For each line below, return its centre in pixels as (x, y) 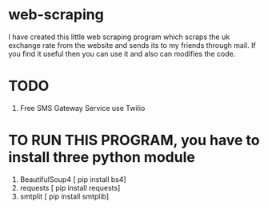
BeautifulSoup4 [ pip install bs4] (73, 179)
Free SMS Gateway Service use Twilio (82, 108)
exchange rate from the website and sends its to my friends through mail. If (132, 45)
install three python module (102, 158)
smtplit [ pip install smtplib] (64, 196)
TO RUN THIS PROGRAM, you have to (134, 140)
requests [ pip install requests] (70, 187)
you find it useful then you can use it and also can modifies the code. (122, 53)
